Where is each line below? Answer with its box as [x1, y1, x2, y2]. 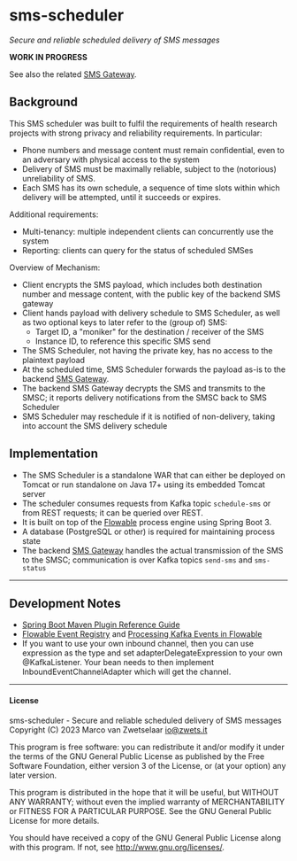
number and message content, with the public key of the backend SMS [21, 289, 281, 299]
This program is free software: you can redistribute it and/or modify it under [9, 741, 285, 752]
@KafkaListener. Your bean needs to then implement [21, 657, 215, 668]
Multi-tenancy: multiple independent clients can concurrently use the [21, 226, 274, 237]
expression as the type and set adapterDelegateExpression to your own [21, 648, 283, 658]
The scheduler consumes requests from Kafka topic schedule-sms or [21, 498, 271, 508]
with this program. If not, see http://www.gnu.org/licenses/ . [9, 842, 225, 852]
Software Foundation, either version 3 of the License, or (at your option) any [9, 760, 286, 771]
